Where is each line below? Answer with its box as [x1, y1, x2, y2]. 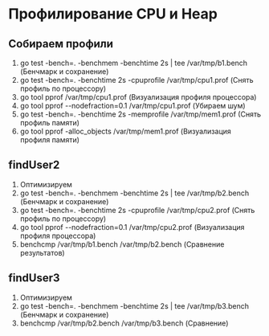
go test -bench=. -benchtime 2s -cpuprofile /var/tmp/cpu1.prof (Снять [19, 76, 255, 84]
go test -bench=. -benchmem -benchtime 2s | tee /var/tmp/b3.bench [19, 301, 249, 310]
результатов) [19, 248, 66, 257]
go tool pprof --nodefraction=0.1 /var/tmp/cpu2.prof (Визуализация [19, 222, 245, 232]
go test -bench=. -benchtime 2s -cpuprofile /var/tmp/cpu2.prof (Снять [19, 205, 255, 215]
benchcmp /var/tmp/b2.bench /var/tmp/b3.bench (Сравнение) [19, 318, 229, 328]
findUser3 [8, 271, 60, 285]
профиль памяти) [19, 118, 80, 127]
